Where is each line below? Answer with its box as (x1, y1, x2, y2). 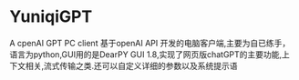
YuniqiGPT (9, 6, 93, 27)
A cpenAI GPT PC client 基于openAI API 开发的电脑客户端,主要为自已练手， (9, 37, 291, 48)
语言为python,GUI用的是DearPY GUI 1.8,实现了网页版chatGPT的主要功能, (9, 48, 283, 60)
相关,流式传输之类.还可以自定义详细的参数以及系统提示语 (25, 60, 239, 71)
